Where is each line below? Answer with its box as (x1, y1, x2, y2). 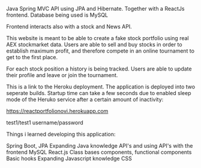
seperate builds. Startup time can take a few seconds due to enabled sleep (6, 90, 191, 96)
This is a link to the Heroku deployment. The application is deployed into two (6, 83, 196, 90)
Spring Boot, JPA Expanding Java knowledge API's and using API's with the (6, 142, 193, 149)
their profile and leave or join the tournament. (6, 72, 118, 78)
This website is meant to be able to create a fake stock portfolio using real (6, 35, 189, 41)
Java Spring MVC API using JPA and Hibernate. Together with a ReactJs (6, 5, 185, 12)
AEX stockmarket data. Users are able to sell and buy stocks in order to (6, 41, 182, 48)
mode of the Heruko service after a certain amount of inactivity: (6, 96, 164, 103)
